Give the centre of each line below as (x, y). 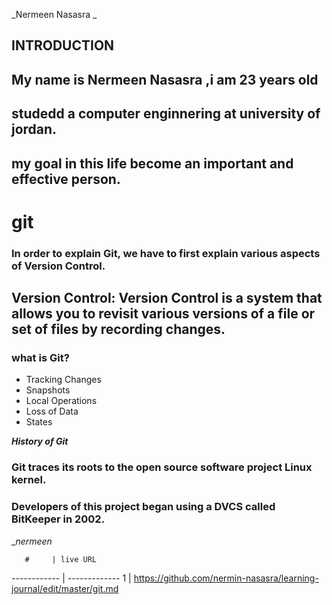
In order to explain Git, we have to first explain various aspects (166, 253)
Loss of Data (52, 411)
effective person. (66, 179)
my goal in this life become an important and (152, 163)
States (39, 422)
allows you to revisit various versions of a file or (163, 314)
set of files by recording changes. (118, 329)
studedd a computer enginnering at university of (166, 114)
